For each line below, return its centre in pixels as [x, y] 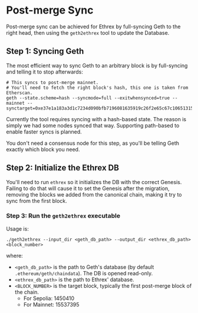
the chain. [27, 292]
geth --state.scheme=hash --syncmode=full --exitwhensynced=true [88, 98]
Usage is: [18, 229]
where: [15, 255]
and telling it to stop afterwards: [45, 72]
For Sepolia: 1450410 [49, 298]
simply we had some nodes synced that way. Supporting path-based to [93, 125]
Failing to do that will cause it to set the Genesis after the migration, [88, 188]
